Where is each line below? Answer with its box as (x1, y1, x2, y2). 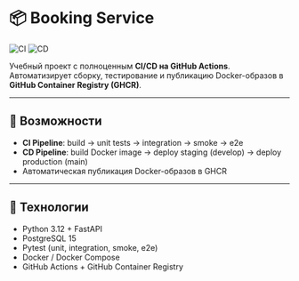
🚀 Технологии (9, 200, 89, 215)
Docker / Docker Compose (21, 252, 120, 262)
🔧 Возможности (9, 114, 102, 129)
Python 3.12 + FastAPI (21, 223, 102, 234)
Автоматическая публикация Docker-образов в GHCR (21, 165, 227, 176)
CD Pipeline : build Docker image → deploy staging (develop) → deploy (21, 147, 282, 157)
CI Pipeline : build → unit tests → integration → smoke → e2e (21, 137, 244, 148)
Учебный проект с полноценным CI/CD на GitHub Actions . (9, 60, 230, 71)
